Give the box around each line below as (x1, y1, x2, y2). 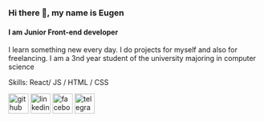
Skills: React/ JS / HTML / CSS (8, 78, 109, 87)
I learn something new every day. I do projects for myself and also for (8, 45, 238, 55)
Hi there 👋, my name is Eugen (8, 7, 124, 18)
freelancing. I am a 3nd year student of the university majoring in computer (8, 54, 257, 63)
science (8, 62, 35, 71)
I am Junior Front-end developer (8, 27, 119, 37)
